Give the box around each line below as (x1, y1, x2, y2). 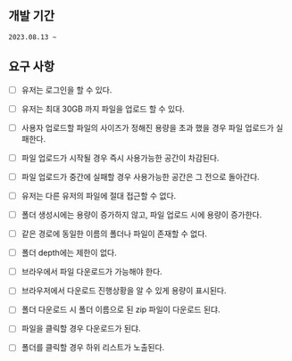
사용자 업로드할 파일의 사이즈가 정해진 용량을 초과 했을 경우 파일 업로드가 (21, 122, 274, 133)
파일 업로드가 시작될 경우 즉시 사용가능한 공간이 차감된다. (21, 152, 220, 163)
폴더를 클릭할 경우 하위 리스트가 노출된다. (21, 342, 165, 353)
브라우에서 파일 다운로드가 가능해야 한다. (21, 267, 163, 277)
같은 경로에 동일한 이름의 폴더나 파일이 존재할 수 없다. (21, 228, 207, 239)
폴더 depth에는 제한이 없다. (21, 248, 117, 258)
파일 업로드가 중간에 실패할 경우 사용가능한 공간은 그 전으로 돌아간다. (21, 171, 260, 182)
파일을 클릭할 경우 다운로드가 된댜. (21, 324, 141, 334)
